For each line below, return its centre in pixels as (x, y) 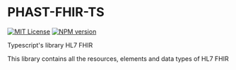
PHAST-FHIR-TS (56, 12)
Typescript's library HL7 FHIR (50, 45)
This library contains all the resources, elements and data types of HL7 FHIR (118, 58)
